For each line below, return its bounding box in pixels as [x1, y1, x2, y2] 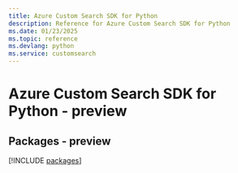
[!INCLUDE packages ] [8, 156, 82, 165]
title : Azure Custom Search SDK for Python [8, 11, 158, 20]
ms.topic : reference [8, 34, 79, 43]
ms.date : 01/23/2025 [8, 27, 79, 35]
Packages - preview [8, 134, 111, 148]
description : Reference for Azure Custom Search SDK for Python [8, 19, 231, 28]
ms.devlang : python [8, 42, 75, 50]
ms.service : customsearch [8, 50, 96, 58]
